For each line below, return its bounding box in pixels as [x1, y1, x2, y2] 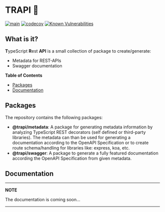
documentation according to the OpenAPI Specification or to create [12, 140, 149, 146]
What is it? [5, 35, 38, 43]
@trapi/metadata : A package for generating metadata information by [12, 124, 153, 130]
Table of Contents [5, 72, 43, 78]
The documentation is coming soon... [5, 197, 81, 203]
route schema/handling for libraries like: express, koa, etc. [12, 145, 130, 151]
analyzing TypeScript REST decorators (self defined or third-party [12, 129, 146, 135]
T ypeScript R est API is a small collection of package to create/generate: [5, 48, 151, 54]
